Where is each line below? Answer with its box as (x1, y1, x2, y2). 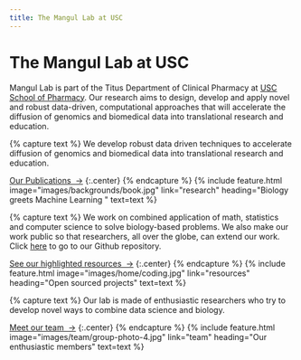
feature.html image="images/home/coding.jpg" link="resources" (9, 268, 250, 279)
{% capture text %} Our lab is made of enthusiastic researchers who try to (9, 295, 287, 306)
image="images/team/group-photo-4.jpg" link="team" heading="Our (9, 331, 268, 342)
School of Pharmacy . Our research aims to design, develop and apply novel (9, 91, 290, 102)
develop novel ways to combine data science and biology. (9, 304, 225, 315)
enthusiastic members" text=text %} (9, 341, 145, 352)
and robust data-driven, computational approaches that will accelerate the (9, 101, 287, 112)
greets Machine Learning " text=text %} (9, 194, 158, 204)
